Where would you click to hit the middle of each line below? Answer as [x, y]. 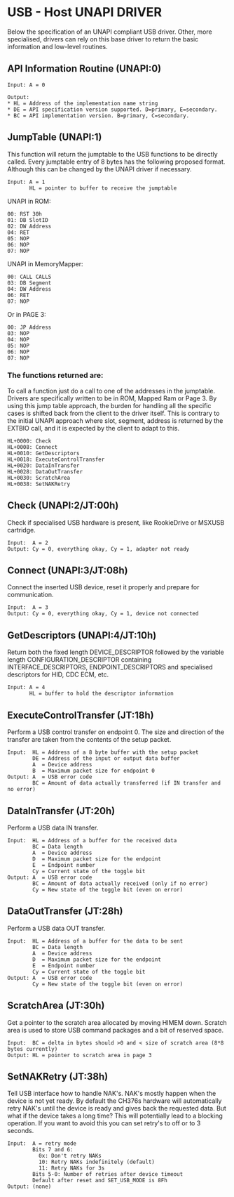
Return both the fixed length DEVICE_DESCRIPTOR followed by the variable [116, 652]
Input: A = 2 [28, 543]
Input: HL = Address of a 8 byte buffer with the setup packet [103, 752]
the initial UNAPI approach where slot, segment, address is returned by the [115, 420]
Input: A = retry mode [42, 1144]
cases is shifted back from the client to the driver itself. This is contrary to [113, 413]
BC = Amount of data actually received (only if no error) [121, 883]
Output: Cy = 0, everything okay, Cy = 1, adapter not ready [98, 549]
